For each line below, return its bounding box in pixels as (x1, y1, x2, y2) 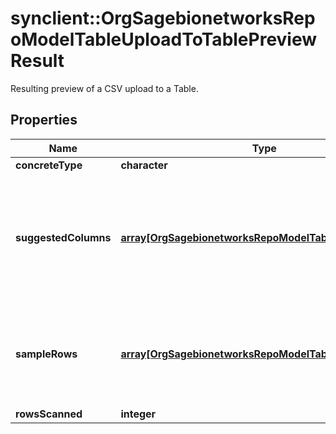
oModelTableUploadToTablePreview (10, 28, 318, 51)
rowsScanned (15, 407, 83, 421)
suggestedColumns (15, 230, 112, 244)
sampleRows (15, 347, 78, 361)
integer (120, 407, 157, 421)
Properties (10, 112, 78, 129)
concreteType (15, 158, 83, 172)
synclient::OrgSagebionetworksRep (10, 7, 316, 30)
